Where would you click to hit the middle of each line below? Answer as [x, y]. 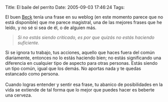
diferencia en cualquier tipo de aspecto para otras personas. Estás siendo [81, 63]
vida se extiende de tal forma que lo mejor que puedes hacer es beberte [80, 90]
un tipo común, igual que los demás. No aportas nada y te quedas [73, 68]
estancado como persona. [32, 74]
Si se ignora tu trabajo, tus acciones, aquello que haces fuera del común [80, 53]
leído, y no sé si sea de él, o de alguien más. [51, 28]
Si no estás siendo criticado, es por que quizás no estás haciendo [86, 37]
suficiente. [28, 43]
